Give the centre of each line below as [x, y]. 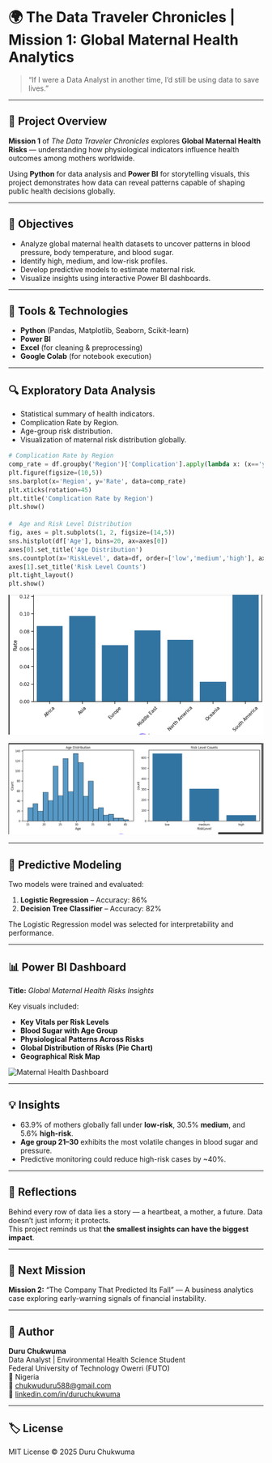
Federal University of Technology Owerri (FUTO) [89, 1368]
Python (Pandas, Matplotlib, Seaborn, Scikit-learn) [104, 331]
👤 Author [31, 1331]
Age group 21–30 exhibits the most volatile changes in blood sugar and [139, 1141]
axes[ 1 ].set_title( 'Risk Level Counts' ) [78, 567]
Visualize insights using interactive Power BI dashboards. [115, 278]
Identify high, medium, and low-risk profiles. [94, 261]
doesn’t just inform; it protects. [59, 1220]
